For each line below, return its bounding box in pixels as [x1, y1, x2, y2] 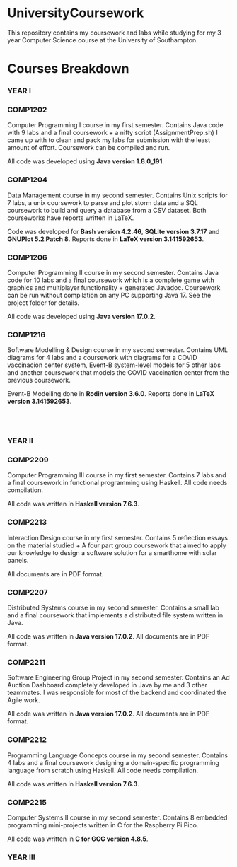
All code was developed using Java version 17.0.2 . [7, 312, 156, 320]
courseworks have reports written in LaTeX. [7, 214, 134, 222]
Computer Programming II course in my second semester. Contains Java [7, 268, 219, 277]
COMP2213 [7, 518, 47, 528]
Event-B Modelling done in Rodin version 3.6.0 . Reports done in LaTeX [7, 390, 214, 398]
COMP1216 [7, 330, 46, 339]
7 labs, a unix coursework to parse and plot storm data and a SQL [7, 198, 198, 206]
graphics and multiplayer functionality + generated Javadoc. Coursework [7, 283, 221, 291]
